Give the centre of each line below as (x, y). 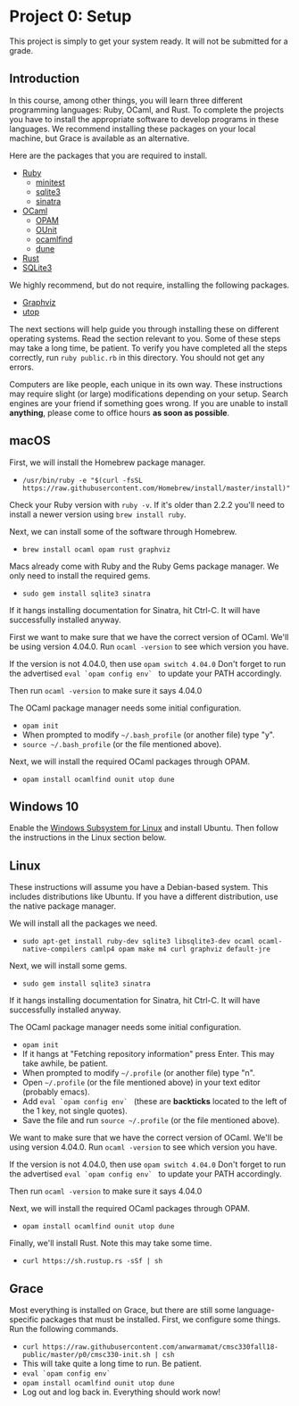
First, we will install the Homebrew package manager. (108, 462)
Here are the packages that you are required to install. (108, 155)
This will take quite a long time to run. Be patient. (112, 1364)
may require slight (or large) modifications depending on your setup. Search (149, 394)
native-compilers (54, 949)
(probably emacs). (56, 1092)
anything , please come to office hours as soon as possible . (120, 412)
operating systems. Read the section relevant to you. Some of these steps (145, 338)
